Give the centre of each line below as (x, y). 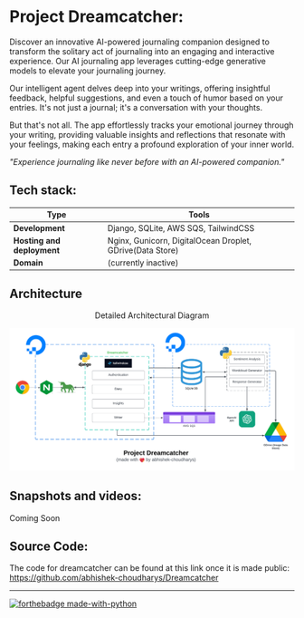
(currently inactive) (143, 263)
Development (39, 227)
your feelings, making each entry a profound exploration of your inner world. (152, 144)
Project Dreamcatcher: (96, 17)
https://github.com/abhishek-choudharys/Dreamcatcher (114, 578)
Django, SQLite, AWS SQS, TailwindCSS (181, 227)
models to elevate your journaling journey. (88, 71)
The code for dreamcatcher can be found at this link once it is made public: (150, 568)
